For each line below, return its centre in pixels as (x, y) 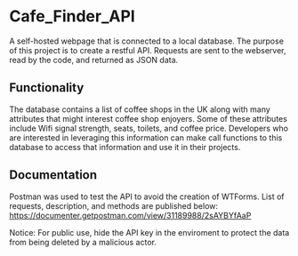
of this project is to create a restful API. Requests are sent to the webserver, (148, 50)
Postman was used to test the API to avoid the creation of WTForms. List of (147, 196)
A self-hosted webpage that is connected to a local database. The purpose (147, 41)
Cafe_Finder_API (72, 16)
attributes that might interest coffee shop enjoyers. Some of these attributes (148, 118)
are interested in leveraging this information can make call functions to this (146, 137)
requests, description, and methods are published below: (114, 205)
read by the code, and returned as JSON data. (94, 60)
